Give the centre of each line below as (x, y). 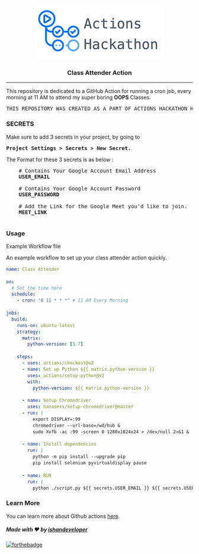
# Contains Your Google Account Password (80, 188)
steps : (25, 357)
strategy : (29, 332)
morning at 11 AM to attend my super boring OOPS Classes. (78, 97)
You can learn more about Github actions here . (63, 516)
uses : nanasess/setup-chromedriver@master (81, 407)
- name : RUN (36, 475)
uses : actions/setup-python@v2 (66, 375)
